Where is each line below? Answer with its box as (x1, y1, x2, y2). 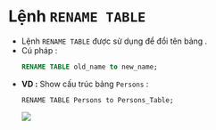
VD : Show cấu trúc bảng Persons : (21, 78, 149, 89)
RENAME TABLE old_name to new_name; (21, 62, 158, 71)
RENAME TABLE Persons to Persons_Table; (21, 95, 174, 104)
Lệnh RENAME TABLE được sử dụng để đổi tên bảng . (21, 36, 208, 46)
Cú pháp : (21, 45, 58, 55)
